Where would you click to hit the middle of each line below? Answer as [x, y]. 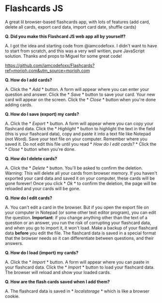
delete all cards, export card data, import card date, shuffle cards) [71, 27]
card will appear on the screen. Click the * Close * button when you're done [81, 99]
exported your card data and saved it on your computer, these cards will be [80, 178]
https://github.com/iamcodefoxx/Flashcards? [50, 65]
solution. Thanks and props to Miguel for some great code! [64, 56]
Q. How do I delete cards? [31, 158]
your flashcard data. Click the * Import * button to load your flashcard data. [80, 267]
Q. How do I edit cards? [29, 198]
